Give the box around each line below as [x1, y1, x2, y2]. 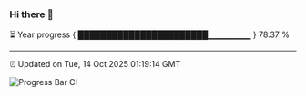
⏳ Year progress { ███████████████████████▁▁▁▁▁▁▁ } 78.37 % [9, 29, 290, 40]
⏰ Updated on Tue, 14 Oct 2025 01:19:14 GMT [9, 59, 181, 70]
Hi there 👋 [9, 8, 55, 21]
